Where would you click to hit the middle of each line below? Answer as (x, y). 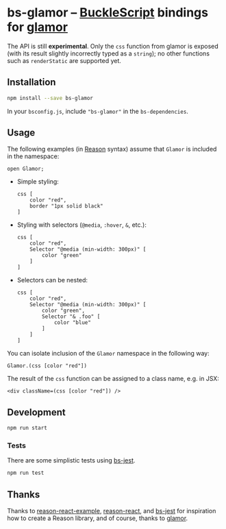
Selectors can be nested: (52, 280)
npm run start (27, 428)
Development (37, 412)
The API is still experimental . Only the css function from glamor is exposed (113, 46)
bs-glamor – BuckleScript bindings (108, 13)
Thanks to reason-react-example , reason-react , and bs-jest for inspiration (112, 511)
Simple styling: (38, 182)
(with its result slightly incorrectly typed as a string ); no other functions (109, 53)
